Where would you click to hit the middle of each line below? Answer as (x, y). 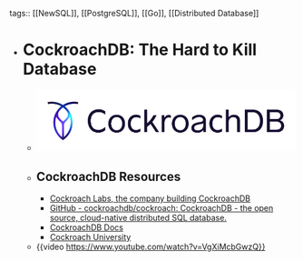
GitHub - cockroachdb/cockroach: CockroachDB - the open (161, 207)
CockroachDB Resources (108, 176)
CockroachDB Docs (87, 227)
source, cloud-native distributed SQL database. (138, 217)
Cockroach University (90, 236)
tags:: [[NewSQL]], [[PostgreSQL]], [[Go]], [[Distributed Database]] (134, 13)
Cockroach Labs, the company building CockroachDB (150, 198)
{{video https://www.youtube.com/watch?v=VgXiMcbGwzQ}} (151, 246)
